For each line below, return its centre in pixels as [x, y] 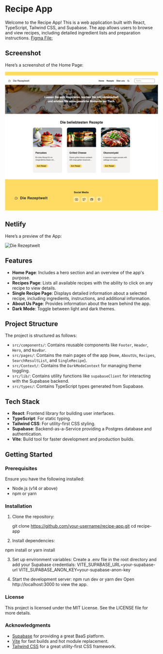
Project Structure [32, 324]
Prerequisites [21, 468]
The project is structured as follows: [41, 336]
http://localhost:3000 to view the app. [50, 584]
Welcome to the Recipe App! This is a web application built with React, [75, 22]
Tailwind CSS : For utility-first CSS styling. [54, 424]
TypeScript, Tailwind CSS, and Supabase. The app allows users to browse [79, 27]
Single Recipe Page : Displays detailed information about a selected [79, 293]
